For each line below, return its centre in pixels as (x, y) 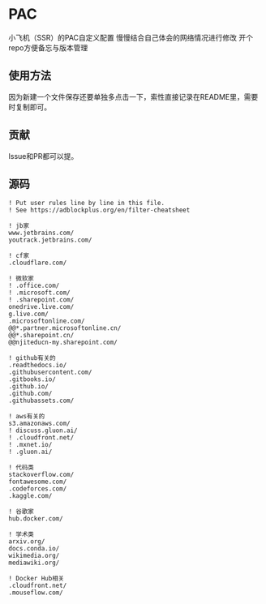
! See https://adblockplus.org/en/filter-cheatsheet (99, 210)
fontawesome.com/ (38, 482)
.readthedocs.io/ (38, 366)
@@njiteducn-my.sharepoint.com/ (63, 343)
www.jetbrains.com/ (41, 233)
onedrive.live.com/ (41, 307)
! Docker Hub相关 (36, 579)
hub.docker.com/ (36, 519)
